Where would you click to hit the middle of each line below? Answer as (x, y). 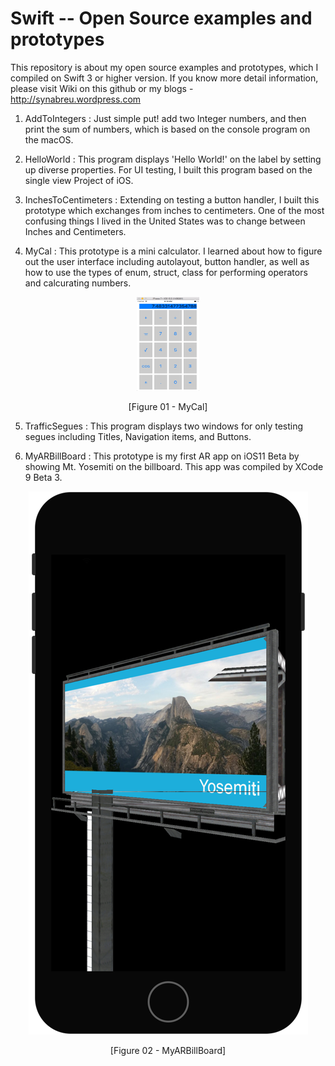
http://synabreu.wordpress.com (76, 99)
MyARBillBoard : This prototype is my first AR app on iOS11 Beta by (162, 456)
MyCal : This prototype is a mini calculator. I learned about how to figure (173, 251)
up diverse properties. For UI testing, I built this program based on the (168, 169)
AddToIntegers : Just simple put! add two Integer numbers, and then (165, 118)
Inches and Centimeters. (75, 231)
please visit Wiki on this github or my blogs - (102, 88)
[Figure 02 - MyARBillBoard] (168, 1050)
